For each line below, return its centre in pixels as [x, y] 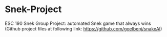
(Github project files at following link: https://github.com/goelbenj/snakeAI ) [83, 28]
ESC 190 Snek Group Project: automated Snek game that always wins [78, 23]
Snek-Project [33, 9]
